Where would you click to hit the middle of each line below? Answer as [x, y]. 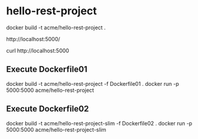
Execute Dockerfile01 [47, 69]
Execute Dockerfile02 [48, 109]
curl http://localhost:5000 [38, 50]
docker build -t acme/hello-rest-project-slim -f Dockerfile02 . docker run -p [99, 123]
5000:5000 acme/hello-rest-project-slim [56, 129]
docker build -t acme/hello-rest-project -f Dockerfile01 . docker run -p [93, 84]
